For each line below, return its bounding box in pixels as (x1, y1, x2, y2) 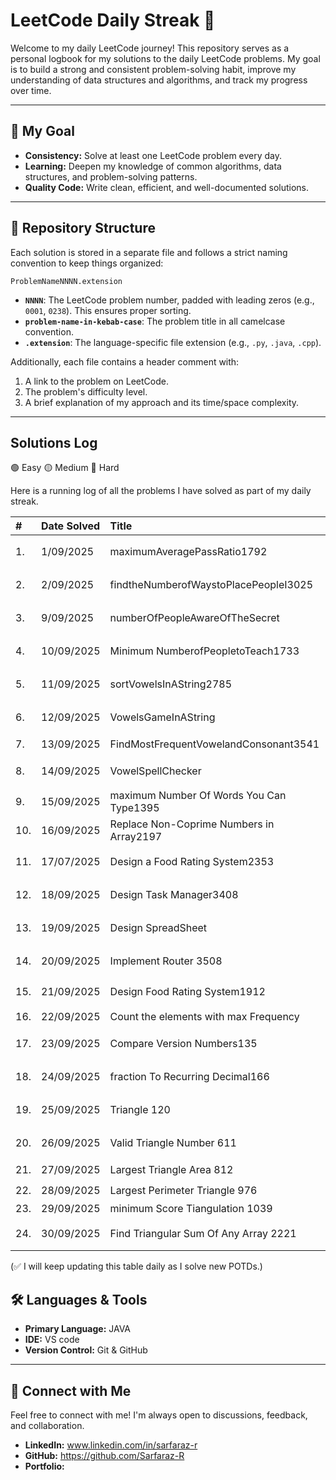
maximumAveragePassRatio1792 (109, 544, 268, 558)
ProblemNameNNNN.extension (10, 276, 123, 286)
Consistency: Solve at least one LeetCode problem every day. (24, 149, 283, 161)
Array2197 (109, 830, 163, 844)
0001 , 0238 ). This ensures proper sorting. (24, 304, 192, 316)
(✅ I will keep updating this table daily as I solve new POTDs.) (10, 1260, 263, 1273)
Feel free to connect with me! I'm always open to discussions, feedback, (10, 1409, 308, 1421)
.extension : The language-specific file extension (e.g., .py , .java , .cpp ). (24, 336, 322, 348)
